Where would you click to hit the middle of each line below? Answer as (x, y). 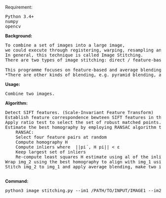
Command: (17, 181)
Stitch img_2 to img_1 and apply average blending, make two (81, 167)
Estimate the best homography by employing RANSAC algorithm (81, 127)
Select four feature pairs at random (61, 137)
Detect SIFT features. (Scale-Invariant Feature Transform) (80, 112)
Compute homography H (42, 142)
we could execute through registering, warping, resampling (80, 50)
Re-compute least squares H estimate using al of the (82, 157)
